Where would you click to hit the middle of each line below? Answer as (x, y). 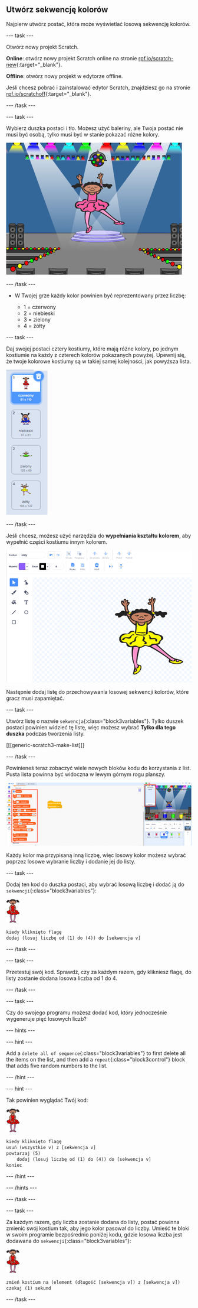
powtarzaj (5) (24, 1153)
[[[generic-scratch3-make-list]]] (45, 745)
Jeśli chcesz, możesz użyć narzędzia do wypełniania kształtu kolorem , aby (99, 535)
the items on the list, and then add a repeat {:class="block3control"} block (96, 1059)
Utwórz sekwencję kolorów (57, 10)
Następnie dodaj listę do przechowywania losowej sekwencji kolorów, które (98, 692)
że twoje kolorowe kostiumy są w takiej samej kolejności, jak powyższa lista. (99, 361)
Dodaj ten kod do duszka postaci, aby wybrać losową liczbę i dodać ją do (95, 884)
